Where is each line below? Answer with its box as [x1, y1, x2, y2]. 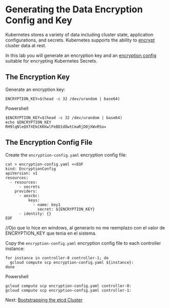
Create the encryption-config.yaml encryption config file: [5, 151, 127, 158]
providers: [14, 188, 38, 194]
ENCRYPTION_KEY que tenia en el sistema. [5, 230, 97, 236]
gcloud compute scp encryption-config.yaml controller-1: [5, 287, 132, 293]
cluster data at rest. [5, 42, 47, 48]
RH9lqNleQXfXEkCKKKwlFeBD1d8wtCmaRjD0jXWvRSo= [5, 124, 107, 129]
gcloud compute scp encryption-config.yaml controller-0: [5, 283, 132, 288]
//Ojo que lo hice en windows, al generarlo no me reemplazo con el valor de [5, 224, 165, 230]
